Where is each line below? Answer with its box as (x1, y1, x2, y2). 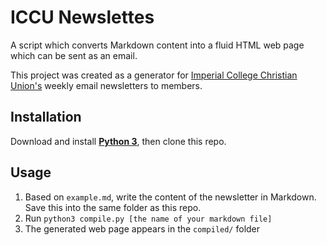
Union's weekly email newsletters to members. (10, 79, 203, 91)
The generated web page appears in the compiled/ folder (24, 222, 261, 235)
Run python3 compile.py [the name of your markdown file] (24, 212, 273, 224)
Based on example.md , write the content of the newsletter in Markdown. (24, 191, 317, 203)
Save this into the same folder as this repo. (24, 201, 202, 213)
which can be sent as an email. (10, 49, 138, 61)
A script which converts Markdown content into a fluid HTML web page (10, 39, 305, 51)
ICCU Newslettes (10, 6, 155, 29)
